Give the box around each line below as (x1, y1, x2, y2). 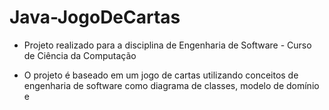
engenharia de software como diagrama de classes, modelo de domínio (23, 79, 320, 91)
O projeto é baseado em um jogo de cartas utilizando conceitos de (23, 69, 299, 81)
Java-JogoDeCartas (9, 6, 181, 29)
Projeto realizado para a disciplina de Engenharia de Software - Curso (23, 39, 312, 51)
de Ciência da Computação (23, 49, 137, 61)
